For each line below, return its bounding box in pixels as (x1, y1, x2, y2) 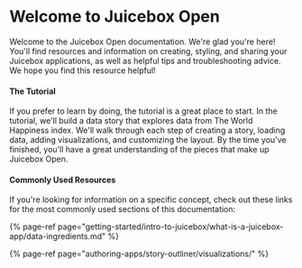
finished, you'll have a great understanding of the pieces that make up (9, 144, 270, 155)
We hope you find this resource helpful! (9, 65, 156, 76)
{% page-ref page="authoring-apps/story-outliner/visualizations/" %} (9, 248, 269, 259)
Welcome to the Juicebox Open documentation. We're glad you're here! (9, 36, 276, 47)
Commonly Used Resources (9, 174, 116, 185)
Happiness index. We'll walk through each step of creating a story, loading (9, 125, 286, 136)
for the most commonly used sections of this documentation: (9, 204, 236, 215)
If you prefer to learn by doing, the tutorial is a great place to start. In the (9, 106, 278, 116)
